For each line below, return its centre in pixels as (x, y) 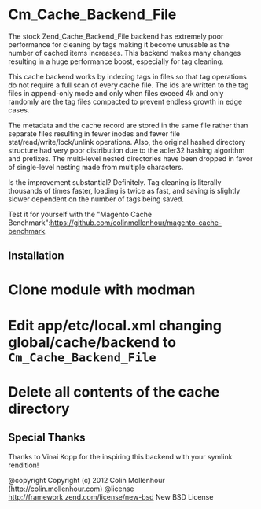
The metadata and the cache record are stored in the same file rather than (128, 125)
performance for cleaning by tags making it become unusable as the (119, 44)
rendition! (24, 465)
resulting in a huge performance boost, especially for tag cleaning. (116, 61)
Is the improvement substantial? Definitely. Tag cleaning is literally (115, 182)
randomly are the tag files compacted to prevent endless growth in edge (125, 101)
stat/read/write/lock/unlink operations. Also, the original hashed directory (127, 142)
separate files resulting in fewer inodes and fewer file (94, 133)
